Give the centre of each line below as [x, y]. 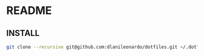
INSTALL [23, 33]
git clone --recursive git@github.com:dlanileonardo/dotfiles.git [92, 47]
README [29, 11]
